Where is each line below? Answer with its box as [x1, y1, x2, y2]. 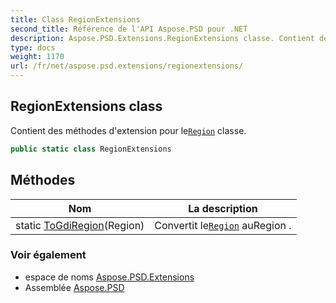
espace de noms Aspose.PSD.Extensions [24, 271, 195, 283]
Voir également [10, 248, 87, 262]
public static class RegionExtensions [10, 144, 172, 154]
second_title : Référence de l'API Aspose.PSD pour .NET [10, 24, 248, 34]
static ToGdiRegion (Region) [15, 218, 145, 232]
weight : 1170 [10, 52, 65, 62]
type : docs [10, 42, 56, 53]
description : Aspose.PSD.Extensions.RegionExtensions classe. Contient [10, 33, 315, 43]
